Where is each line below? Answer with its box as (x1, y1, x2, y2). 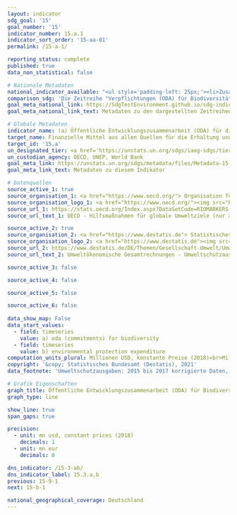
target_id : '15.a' (7, 140, 61, 147)
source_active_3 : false (7, 264, 78, 271)
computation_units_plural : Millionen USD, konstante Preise (7, 354, 188, 362)
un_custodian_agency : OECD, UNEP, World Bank (7, 153, 143, 161)
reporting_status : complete (7, 56, 90, 63)
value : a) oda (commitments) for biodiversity (20, 334, 159, 342)
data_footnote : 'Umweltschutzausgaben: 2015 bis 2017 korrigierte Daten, (7, 368, 229, 375)
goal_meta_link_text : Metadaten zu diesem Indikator (7, 166, 166, 174)
